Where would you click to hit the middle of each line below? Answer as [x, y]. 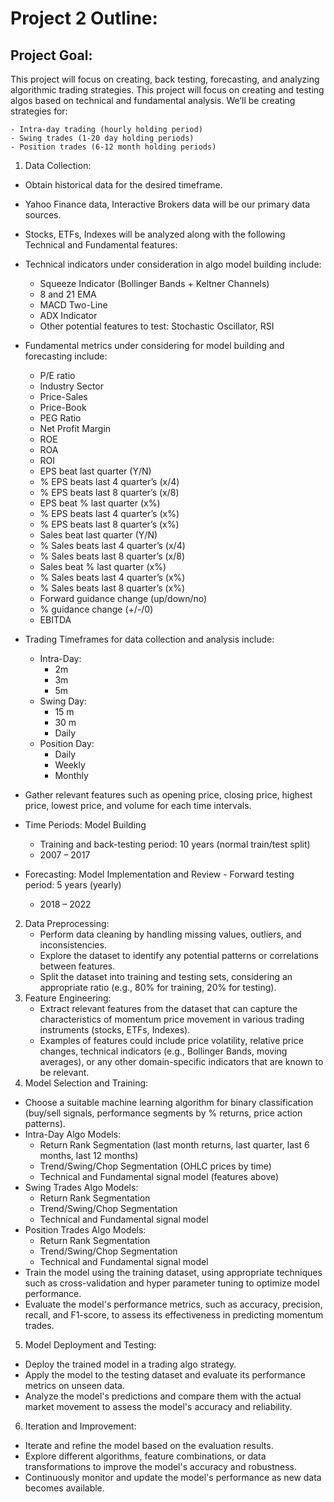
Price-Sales [63, 396]
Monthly [71, 775]
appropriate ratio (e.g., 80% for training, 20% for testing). [158, 987]
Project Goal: [51, 55]
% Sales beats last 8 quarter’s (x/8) [112, 556]
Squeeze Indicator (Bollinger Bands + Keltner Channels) [154, 283]
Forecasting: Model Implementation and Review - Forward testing [159, 874]
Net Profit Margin [75, 428]
